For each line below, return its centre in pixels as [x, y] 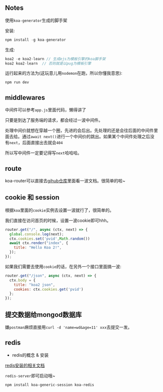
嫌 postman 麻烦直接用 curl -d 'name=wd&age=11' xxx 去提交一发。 [69, 327]
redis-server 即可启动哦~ [30, 376]
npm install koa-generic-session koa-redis [50, 385]
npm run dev [17, 82]
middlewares [25, 97]
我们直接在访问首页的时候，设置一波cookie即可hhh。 [58, 220]
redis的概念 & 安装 [30, 355]
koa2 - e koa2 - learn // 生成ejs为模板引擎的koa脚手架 [55, 59]
